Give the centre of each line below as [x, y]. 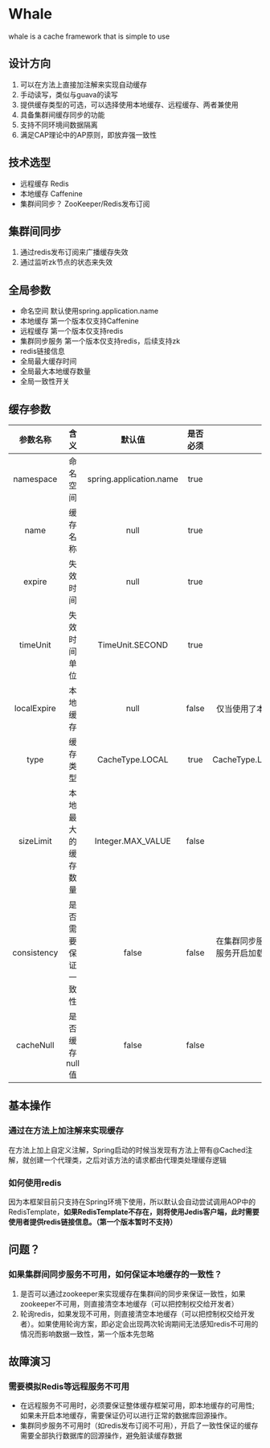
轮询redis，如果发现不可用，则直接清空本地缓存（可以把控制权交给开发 [137, 1314]
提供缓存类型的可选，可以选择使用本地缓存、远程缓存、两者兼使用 [129, 105]
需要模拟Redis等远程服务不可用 [69, 1386]
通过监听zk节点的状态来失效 [66, 262]
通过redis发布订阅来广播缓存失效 [74, 252]
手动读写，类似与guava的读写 [69, 94]
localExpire [35, 708]
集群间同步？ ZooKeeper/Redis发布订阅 [85, 204]
